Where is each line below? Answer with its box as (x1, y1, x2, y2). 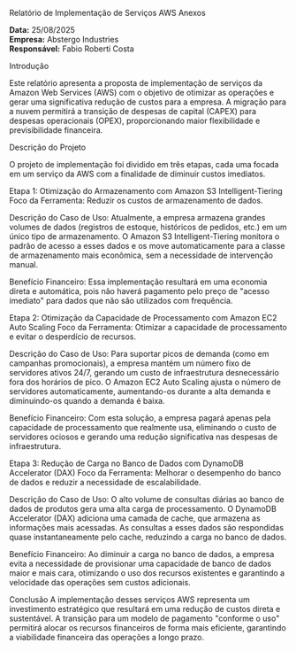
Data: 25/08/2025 (9, 25, 75, 35)
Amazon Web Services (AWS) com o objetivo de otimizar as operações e (9, 88, 275, 97)
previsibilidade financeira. (9, 125, 103, 136)
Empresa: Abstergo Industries (9, 35, 119, 44)
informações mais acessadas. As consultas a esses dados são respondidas (9, 523, 285, 532)
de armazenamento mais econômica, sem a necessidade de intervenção (9, 250, 274, 260)
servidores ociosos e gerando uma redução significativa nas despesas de (9, 431, 278, 442)
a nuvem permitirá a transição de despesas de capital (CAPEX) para (9, 106, 257, 116)
